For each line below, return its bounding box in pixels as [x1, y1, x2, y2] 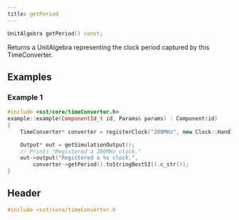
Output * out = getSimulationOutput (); [20, 141, 135, 148]
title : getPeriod [7, 10, 59, 18]
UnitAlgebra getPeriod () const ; [7, 30, 103, 37]
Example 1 [7, 92, 43, 102]
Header [7, 187, 41, 199]
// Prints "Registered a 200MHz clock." [20, 147, 142, 155]
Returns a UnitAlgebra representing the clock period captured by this [7, 43, 210, 51]
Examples [7, 70, 52, 83]
